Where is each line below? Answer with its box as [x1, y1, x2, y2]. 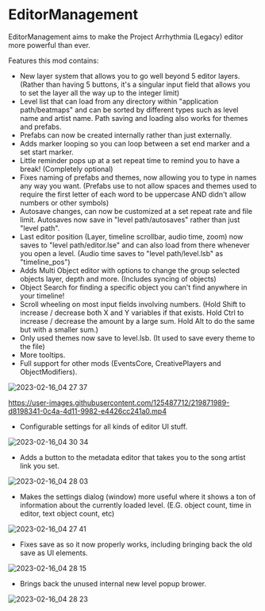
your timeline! [19, 290, 65, 300]
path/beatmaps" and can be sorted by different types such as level [19, 105, 239, 115]
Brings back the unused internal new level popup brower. [19, 578, 207, 588]
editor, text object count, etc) [19, 508, 115, 518]
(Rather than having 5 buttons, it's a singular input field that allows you [19, 80, 251, 89]
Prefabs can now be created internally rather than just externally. [19, 130, 232, 140]
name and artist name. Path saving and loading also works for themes [19, 113, 248, 123]
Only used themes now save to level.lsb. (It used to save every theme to [19, 333, 255, 343]
